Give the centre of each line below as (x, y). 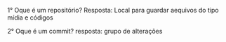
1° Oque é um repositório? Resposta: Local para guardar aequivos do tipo (113, 10)
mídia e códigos (31, 17)
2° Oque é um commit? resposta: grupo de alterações (85, 31)
